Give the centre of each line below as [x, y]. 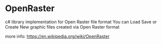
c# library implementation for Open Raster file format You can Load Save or [81, 22]
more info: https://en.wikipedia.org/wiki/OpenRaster [57, 36]
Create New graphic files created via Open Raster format [62, 27]
